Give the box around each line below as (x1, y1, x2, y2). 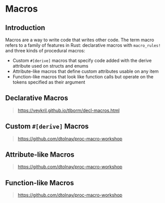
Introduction (5, 23, 46, 32)
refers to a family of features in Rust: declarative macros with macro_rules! (5, 42, 161, 48)
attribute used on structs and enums (12, 63, 89, 69)
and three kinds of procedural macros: (5, 48, 86, 53)
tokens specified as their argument (12, 79, 86, 85)
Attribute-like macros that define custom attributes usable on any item (12, 68, 159, 74)
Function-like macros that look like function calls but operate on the (12, 74, 153, 79)
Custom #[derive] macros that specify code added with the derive (12, 57, 152, 64)
